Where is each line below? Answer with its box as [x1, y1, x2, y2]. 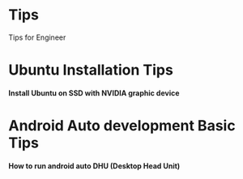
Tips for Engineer [8, 32, 66, 42]
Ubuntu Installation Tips [8, 61, 174, 79]
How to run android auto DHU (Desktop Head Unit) [8, 160, 181, 171]
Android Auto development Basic [8, 116, 237, 134]
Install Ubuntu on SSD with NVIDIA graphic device [8, 87, 180, 98]
